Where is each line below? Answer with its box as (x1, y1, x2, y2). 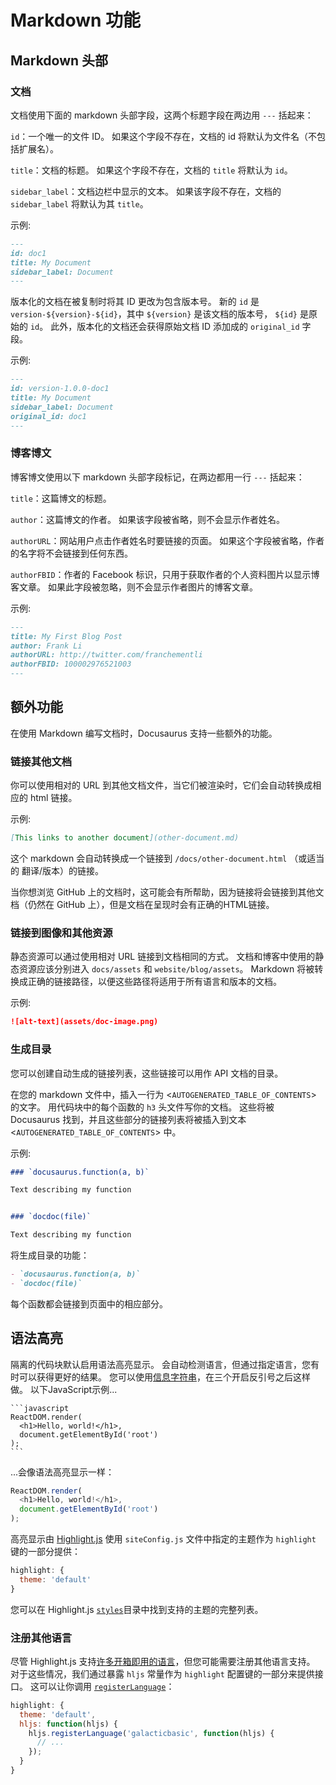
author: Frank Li (10, 641, 83, 651)
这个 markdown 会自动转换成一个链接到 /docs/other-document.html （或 (10, 852, 308, 865)
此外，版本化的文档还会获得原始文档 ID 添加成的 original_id (50, 321, 300, 333)
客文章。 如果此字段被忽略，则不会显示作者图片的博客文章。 (10, 581, 258, 593)
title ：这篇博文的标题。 (10, 492, 112, 504)
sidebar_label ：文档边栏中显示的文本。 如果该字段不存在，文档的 (10, 185, 282, 197)
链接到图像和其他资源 (10, 926, 113, 940)
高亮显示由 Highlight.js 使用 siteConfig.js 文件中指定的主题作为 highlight (10, 1533, 317, 1545)
